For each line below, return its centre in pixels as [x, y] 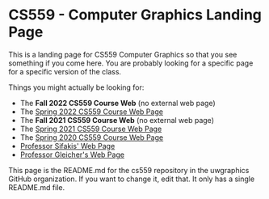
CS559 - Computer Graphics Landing [135, 15]
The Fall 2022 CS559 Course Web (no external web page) [118, 103]
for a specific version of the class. [65, 71]
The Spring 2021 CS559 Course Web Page [91, 129]
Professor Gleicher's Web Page [72, 155]
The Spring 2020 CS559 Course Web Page [92, 137]
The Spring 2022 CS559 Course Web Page [92, 112]
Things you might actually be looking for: [76, 87]
